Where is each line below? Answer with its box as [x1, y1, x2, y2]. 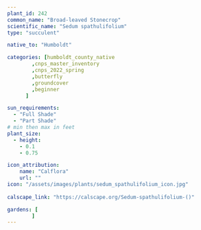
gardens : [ [7, 206, 38, 213]
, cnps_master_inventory [32, 60, 99, 67]
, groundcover [32, 80, 69, 87]
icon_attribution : [7, 162, 60, 169]
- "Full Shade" [13, 111, 57, 118]
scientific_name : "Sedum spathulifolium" [7, 23, 128, 30]
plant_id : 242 [7, 10, 48, 17]
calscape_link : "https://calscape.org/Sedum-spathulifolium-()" [7, 194, 195, 200]
